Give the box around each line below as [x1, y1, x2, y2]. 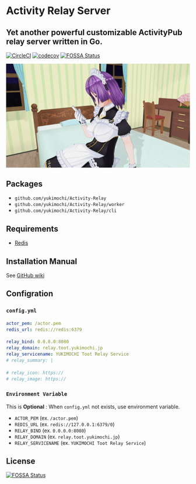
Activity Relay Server [6, 4, 111, 18]
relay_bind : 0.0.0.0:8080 [6, 339, 69, 345]
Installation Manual [6, 256, 78, 266]
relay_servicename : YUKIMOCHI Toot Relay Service [6, 351, 129, 357]
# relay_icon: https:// [6, 370, 64, 376]
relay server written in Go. [6, 36, 103, 46]
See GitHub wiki [6, 272, 45, 279]
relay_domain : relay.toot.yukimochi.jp [6, 345, 103, 351]
